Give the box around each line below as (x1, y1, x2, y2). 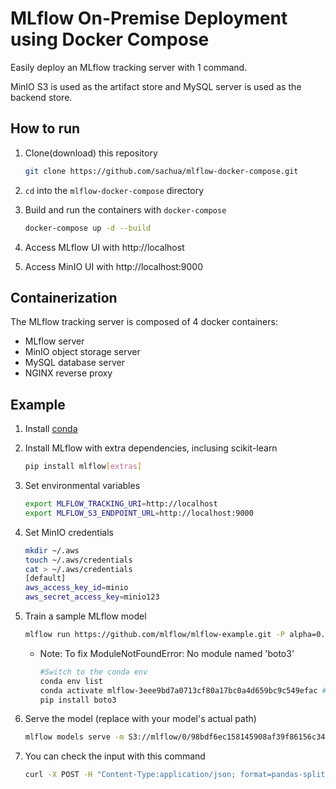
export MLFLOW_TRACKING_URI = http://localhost (24, 499, 218, 509)
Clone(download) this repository (24, 147, 158, 159)
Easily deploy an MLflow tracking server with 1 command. (10, 61, 248, 73)
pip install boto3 (39, 695, 117, 705)
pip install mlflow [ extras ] (24, 462, 142, 472)
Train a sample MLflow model (24, 610, 147, 622)
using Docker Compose (10, 28, 210, 51)
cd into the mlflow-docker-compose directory (24, 184, 205, 196)
